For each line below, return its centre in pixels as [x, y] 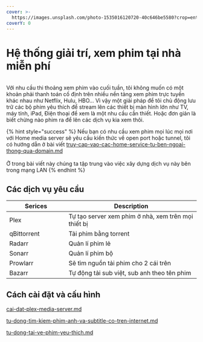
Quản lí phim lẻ [90, 244]
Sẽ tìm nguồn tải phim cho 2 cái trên [120, 263]
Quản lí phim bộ [91, 253]
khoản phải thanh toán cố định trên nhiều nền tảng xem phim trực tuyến [95, 94]
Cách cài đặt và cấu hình [53, 295]
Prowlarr [21, 263]
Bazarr [19, 273]
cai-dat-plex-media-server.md [44, 309]
